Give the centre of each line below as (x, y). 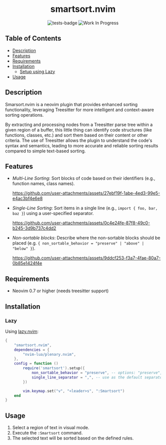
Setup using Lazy (37, 71)
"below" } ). (24, 249)
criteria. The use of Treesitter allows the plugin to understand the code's (79, 140)
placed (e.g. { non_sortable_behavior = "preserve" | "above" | (78, 243)
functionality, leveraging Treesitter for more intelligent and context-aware (80, 110)
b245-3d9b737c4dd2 (34, 228)
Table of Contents (33, 38)
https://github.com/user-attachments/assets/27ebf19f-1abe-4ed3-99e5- (86, 193)
